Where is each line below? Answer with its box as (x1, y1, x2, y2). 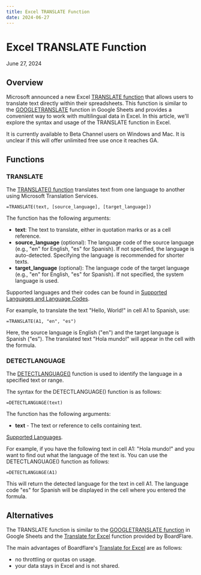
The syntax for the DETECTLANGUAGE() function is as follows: (6, 388, 162, 396)
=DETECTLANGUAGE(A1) (6, 469, 58, 476)
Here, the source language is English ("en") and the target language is (6, 328, 179, 336)
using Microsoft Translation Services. (6, 192, 98, 199)
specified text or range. (6, 376, 64, 384)
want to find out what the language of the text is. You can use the (6, 451, 168, 459)
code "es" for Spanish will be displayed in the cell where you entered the (6, 487, 186, 494)
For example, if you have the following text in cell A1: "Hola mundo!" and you (6, 445, 195, 453)
